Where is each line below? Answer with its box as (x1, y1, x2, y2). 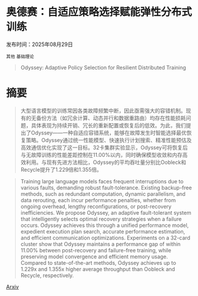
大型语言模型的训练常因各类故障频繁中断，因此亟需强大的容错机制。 (20, 107, 186, 114)
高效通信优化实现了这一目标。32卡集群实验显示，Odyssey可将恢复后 (20, 144, 188, 151)
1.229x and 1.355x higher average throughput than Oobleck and (20, 265, 176, 272)
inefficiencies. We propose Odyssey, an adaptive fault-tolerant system (20, 209, 192, 216)
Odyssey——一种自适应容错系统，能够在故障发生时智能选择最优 (31, 129, 187, 136)
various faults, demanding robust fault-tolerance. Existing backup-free (20, 184, 192, 191)
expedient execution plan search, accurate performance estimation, (20, 228, 186, 235)
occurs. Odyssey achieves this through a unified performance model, (20, 222, 189, 229)
